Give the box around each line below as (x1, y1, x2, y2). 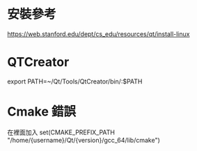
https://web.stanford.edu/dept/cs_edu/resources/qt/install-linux (7, 29, 190, 38)
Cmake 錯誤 (7, 104, 77, 120)
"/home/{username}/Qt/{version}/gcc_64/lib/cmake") (7, 136, 160, 144)
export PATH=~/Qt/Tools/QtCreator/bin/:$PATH (7, 77, 143, 86)
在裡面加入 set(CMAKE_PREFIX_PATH (7, 128, 116, 136)
